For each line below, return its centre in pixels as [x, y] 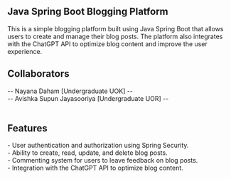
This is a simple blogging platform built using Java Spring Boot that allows [116, 28]
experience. [25, 51]
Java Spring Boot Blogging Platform [88, 12]
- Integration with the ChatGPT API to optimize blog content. [95, 168]
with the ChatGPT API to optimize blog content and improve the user [107, 44]
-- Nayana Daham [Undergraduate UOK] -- [70, 91]
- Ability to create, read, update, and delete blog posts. [88, 153]
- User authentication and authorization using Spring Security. [98, 146]
